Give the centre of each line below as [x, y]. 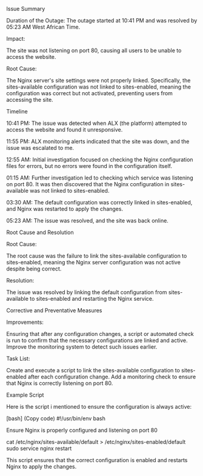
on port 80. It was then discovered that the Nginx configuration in [88, 184]
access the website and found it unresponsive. [65, 129]
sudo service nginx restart [39, 448]
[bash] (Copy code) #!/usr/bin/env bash [56, 418]
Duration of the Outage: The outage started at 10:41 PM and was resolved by [102, 20]
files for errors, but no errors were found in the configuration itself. [89, 166]
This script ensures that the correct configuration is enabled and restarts [97, 460]
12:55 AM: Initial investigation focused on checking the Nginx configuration [100, 159]
